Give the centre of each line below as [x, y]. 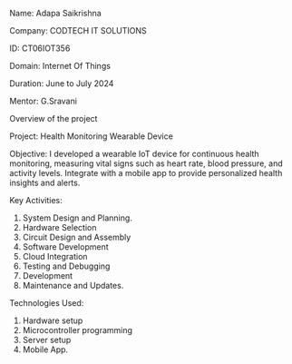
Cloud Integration [55, 256]
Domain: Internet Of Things [60, 66]
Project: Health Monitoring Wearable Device [92, 136]
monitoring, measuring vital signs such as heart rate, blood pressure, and [146, 163]
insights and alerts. [45, 182]
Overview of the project [54, 118]
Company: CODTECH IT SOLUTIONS [78, 30]
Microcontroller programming [78, 330]
